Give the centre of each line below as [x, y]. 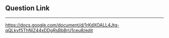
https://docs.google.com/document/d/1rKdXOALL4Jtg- [62, 25]
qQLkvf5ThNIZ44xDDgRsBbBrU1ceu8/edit [49, 30]
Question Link [27, 8]
